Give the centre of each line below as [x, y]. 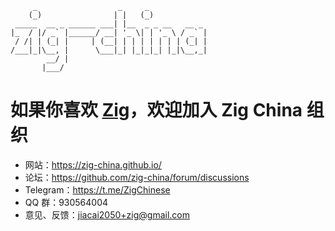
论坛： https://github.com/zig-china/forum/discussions [137, 177]
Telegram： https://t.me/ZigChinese [97, 189]
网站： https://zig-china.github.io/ [93, 164]
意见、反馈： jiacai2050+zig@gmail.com [107, 214]
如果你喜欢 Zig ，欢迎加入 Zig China [156, 110]
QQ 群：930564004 [66, 202]
